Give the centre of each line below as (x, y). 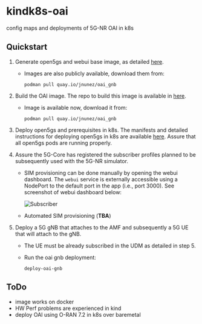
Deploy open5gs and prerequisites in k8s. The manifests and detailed (102, 130)
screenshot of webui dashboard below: (73, 192)
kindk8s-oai (37, 11)
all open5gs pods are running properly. (64, 143)
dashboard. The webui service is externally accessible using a (101, 179)
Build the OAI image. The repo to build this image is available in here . (100, 96)
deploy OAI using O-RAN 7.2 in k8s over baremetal (78, 314)
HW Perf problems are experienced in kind (68, 308)
